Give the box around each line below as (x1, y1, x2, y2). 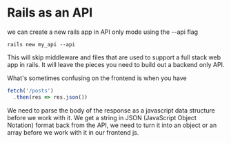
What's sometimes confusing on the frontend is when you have (7, 74, 188, 82)
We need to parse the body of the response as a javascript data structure (7, 106, 215, 115)
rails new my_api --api (7, 41, 76, 48)
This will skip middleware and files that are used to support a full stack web (7, 53, 221, 61)
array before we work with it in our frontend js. (7, 128, 139, 136)
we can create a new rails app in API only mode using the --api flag (7, 28, 199, 36)
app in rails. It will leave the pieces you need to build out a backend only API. (7, 60, 225, 68)
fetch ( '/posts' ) (7, 87, 54, 94)
